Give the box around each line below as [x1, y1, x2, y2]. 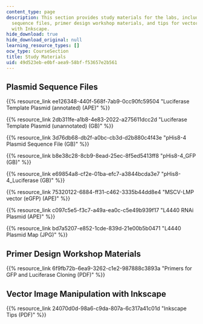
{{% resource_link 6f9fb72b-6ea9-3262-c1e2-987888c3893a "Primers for [6, 265, 192, 272]
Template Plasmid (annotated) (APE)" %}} [6, 104, 111, 112]
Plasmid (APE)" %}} [6, 213, 56, 221]
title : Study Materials [6, 54, 66, 60]
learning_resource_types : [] [6, 43, 80, 49]
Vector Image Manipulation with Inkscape [6, 288, 166, 299]
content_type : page [6, 8, 56, 15]
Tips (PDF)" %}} [6, 311, 47, 318]
